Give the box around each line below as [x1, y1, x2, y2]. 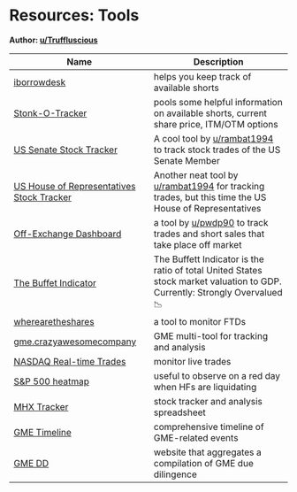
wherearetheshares [13, 315, 95, 327]
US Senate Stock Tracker [13, 143, 118, 156]
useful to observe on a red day [153, 369, 281, 381]
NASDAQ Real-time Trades [13, 355, 126, 367]
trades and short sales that [153, 227, 265, 240]
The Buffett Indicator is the [153, 253, 265, 265]
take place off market [153, 238, 242, 250]
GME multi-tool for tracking [153, 329, 268, 342]
